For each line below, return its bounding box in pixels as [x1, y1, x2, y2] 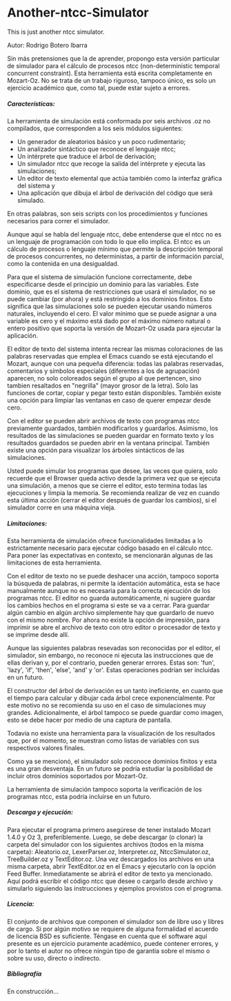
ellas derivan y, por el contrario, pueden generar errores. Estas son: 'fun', [7, 658, 215, 667]
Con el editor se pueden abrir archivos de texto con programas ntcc [7, 416, 200, 425]
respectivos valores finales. [7, 743, 86, 752]
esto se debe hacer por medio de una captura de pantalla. [7, 716, 172, 724]
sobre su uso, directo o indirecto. [7, 953, 101, 962]
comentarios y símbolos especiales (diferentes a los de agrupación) [7, 367, 200, 375]
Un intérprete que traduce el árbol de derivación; [17, 152, 157, 160]
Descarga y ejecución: [7, 808, 74, 816]
